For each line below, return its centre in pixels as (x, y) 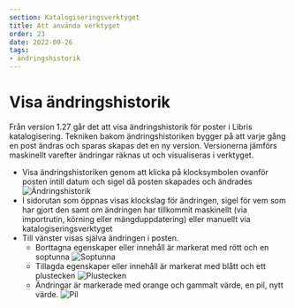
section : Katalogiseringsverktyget (75, 17)
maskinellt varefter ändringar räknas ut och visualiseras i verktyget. (132, 155)
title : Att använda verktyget (65, 26)
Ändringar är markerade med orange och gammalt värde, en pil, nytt (159, 285)
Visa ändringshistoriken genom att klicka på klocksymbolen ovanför (145, 172)
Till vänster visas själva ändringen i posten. (100, 238)
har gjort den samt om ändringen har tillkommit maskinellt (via (134, 210)
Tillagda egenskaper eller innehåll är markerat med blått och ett (151, 266)
